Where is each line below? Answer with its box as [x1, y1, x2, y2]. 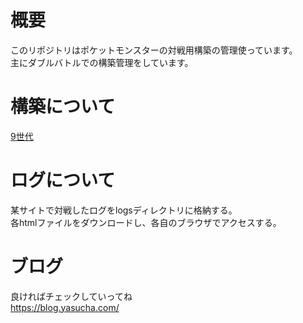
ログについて [10, 169, 116, 192]
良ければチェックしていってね [10, 290, 133, 302]
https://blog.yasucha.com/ [10, 301, 120, 313]
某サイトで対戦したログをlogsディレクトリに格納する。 [10, 204, 238, 216]
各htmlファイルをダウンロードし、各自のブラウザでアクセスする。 [10, 216, 282, 228]
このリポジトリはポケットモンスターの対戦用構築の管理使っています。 [10, 44, 298, 56]
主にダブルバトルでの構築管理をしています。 [10, 56, 194, 68]
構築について [10, 96, 116, 118]
